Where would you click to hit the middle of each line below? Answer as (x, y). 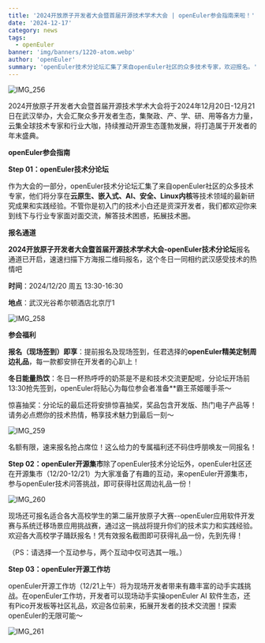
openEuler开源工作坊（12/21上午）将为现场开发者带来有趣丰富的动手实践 (126, 585)
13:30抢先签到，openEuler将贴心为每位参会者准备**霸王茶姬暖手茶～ (120, 388)
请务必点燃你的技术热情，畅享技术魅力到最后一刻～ (91, 414)
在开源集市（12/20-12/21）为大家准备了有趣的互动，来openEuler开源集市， (130, 473)
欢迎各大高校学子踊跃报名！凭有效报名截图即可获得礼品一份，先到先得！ (125, 535)
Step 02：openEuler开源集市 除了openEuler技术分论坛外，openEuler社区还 (130, 463)
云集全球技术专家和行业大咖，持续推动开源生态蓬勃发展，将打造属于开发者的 (132, 125)
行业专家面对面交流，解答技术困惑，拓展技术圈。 (115, 215)
